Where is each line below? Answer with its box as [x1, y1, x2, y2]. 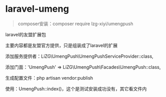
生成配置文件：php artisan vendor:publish [5, 75, 93, 81]
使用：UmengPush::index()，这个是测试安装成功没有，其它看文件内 [5, 85, 147, 92]
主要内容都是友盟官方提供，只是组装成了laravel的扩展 [5, 42, 118, 48]
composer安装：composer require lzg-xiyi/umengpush [17, 20, 134, 27]
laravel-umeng [5, 3, 69, 15]
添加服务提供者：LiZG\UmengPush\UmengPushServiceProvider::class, [5, 53, 154, 59]
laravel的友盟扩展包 [5, 31, 46, 37]
